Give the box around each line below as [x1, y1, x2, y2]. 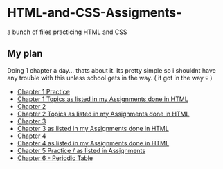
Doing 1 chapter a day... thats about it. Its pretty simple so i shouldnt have [7, 66, 216, 74]
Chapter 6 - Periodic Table [17, 154, 93, 162]
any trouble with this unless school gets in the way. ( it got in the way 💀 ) [7, 73, 213, 82]
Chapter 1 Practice [17, 87, 71, 96]
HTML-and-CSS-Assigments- [7, 5, 182, 21]
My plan [7, 48, 43, 60]
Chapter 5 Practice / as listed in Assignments [17, 146, 146, 154]
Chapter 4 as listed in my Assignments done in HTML [17, 139, 170, 147]
